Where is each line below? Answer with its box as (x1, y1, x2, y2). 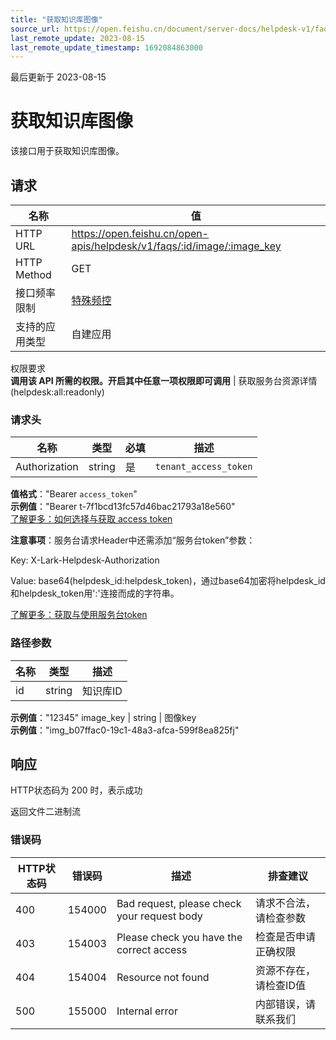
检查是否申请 (255, 929, 317, 943)
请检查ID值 (255, 978, 306, 992)
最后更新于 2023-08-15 (10, 71, 107, 83)
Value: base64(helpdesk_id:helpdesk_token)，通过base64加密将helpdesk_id (10, 575, 326, 587)
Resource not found (116, 970, 210, 984)
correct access (116, 942, 188, 956)
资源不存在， (255, 963, 317, 977)
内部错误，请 (255, 997, 317, 1011)
